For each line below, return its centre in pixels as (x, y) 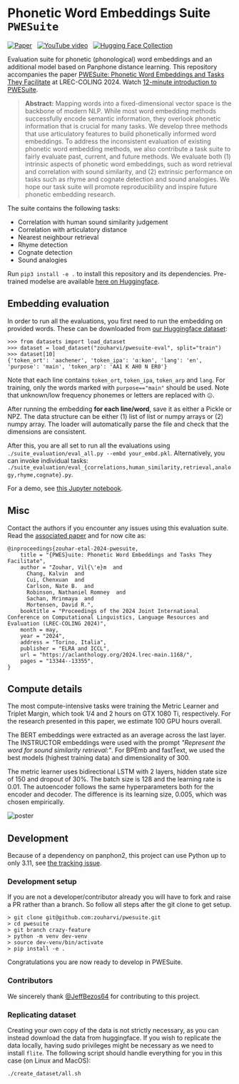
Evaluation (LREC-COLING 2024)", (57, 623)
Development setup (42, 881)
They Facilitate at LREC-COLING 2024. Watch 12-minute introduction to (112, 82)
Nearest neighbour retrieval (58, 237)
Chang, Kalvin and (55, 573)
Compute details (45, 689)
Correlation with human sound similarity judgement (93, 222)
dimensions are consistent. (47, 431)
